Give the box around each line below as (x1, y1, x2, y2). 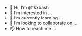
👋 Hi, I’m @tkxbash (9, 5, 49, 10)
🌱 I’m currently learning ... (9, 15, 63, 20)
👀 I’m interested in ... (9, 10, 52, 16)
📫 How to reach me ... (9, 26, 56, 31)
